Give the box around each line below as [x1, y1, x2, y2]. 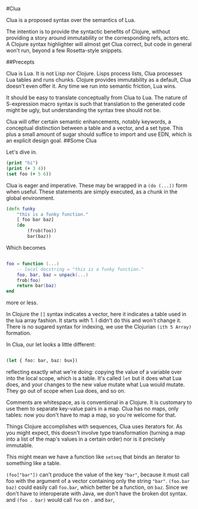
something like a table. [6, 460, 61, 466]
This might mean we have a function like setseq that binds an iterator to [6, 453, 180, 460]
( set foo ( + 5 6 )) [6, 171, 51, 177]
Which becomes [6, 244, 46, 251]
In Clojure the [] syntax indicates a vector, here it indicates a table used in [6, 311, 187, 318]
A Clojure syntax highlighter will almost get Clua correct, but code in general [6, 41, 192, 47]
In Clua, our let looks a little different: [6, 341, 96, 348]
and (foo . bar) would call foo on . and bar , [6, 497, 115, 503]
